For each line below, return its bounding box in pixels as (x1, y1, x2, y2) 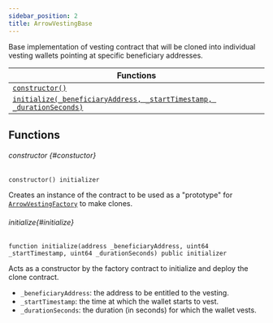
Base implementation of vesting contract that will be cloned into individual (8, 41, 256, 51)
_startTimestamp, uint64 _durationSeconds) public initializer (8, 249, 227, 258)
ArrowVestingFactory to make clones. (8, 199, 132, 209)
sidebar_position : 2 (8, 11, 79, 20)
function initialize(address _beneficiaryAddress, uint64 (8, 243, 209, 251)
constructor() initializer (8, 176, 100, 184)
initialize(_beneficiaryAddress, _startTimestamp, (12, 94, 213, 104)
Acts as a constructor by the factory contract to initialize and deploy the (8, 264, 249, 273)
